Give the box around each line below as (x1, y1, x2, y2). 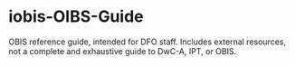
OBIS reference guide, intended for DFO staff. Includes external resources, (8, 36, 287, 47)
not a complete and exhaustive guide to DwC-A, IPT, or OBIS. (8, 45, 237, 56)
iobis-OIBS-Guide (8, 6, 144, 27)
